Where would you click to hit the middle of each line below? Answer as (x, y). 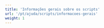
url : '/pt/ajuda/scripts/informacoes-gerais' (51, 14)
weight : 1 (15, 18)
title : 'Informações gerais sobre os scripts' (52, 9)
